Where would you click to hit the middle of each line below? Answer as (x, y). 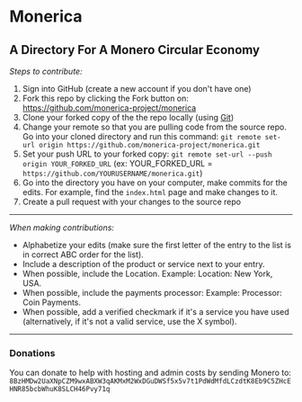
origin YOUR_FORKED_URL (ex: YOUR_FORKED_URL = (117, 163)
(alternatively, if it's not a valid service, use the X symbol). (129, 322)
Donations (32, 353)
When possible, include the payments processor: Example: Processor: (152, 293)
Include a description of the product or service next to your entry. (143, 264)
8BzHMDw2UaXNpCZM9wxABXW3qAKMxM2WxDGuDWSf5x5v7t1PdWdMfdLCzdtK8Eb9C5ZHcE (151, 381)
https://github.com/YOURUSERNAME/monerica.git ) (112, 173)
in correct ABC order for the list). (83, 255)
